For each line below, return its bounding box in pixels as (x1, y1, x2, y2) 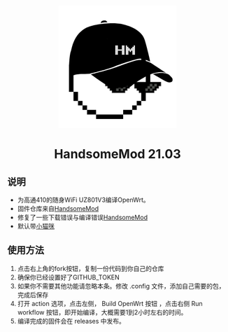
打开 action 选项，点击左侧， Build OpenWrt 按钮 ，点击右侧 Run (17, 299, 203, 307)
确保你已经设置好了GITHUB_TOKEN (17, 272, 120, 282)
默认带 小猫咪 (17, 222, 55, 230)
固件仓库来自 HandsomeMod (17, 205, 99, 212)
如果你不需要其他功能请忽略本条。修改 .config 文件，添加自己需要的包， (17, 282, 225, 290)
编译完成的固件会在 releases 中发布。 (17, 317, 126, 325)
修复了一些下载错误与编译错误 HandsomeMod (17, 213, 148, 221)
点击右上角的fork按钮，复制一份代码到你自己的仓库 (17, 264, 164, 272)
